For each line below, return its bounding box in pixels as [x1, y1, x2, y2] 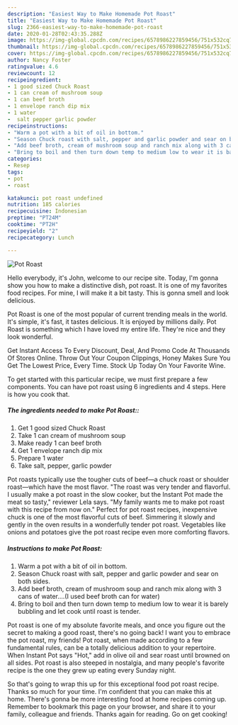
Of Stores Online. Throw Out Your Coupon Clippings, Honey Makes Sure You [7, 354, 231, 362]
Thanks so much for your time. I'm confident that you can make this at [7, 687, 212, 696]
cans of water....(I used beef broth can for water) [17, 592, 161, 601]
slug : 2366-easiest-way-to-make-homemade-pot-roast [7, 23, 163, 30]
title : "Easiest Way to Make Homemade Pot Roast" [7, 17, 157, 24]
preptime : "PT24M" [7, 214, 62, 222]
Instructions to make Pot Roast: [7, 544, 103, 553]
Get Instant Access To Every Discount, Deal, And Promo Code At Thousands [7, 346, 230, 354]
